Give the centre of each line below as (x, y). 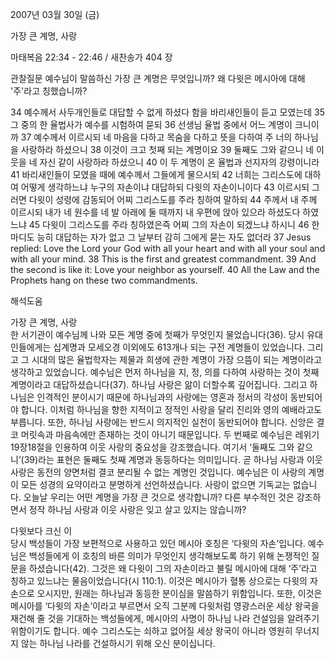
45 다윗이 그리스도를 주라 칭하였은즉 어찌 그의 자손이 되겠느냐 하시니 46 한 (174, 224)
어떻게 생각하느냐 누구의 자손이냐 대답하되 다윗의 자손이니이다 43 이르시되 (165, 187)
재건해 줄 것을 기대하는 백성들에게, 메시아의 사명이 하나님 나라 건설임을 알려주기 (165, 618)
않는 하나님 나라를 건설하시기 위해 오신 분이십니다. (118, 643)
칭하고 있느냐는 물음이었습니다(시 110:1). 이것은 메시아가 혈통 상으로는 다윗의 (159, 581)
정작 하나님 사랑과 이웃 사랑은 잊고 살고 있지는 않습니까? (137, 509)
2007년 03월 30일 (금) (55, 14)
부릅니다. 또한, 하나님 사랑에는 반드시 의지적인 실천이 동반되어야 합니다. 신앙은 (162, 422)
